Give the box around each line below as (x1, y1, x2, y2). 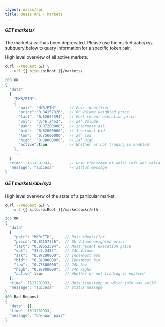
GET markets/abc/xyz (5, 180, 52, 186)
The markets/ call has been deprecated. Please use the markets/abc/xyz (5, 40, 153, 46)
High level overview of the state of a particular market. (5, 193, 116, 199)
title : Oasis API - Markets (5, 12, 63, 17)
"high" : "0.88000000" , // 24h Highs (14, 267, 92, 272)
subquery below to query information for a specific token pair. (5, 45, 131, 51)
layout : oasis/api (5, 7, 43, 12)
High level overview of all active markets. (5, 54, 89, 60)
